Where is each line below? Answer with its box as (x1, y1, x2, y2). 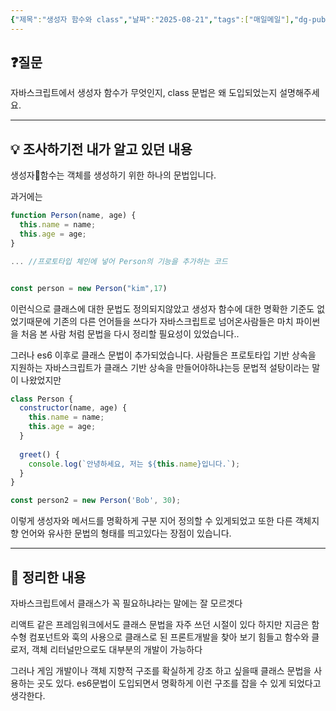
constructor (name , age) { (19, 403, 128, 413)
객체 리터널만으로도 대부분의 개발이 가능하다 (31, 643, 203, 655)
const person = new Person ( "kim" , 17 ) (10, 283, 168, 293)
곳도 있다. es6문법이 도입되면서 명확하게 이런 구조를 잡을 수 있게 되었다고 (36, 677, 322, 689)
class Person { (10, 394, 74, 404)
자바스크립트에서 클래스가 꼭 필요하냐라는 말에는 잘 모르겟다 (10, 597, 243, 609)
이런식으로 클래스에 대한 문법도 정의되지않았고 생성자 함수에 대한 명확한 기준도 (10, 302, 315, 315)
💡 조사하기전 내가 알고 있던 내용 (10, 141, 193, 158)
